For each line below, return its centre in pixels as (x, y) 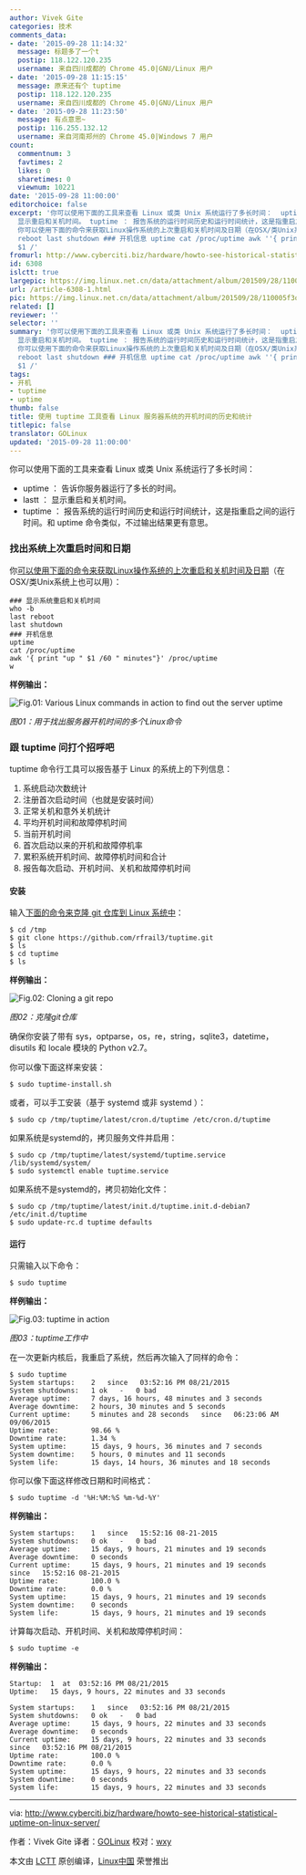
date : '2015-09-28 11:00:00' (65, 196)
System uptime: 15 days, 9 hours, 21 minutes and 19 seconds (138, 1598)
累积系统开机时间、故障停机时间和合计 (94, 856)
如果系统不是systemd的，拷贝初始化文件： (90, 1189)
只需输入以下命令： (46, 1266)
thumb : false (34, 408)
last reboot (32, 617)
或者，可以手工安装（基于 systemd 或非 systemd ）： (108, 1103)
